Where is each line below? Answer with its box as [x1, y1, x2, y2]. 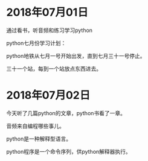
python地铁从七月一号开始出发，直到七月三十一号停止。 [6, 52, 146, 59]
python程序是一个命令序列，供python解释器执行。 [6, 148, 131, 155]
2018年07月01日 [6, 5, 89, 19]
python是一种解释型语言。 [6, 135, 71, 142]
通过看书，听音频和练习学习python [6, 27, 92, 34]
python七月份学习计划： [6, 39, 66, 46]
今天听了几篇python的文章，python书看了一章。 [6, 109, 126, 116]
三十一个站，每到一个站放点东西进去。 [6, 65, 101, 72]
